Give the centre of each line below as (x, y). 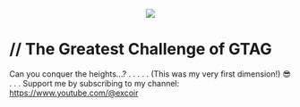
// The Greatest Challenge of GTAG (141, 49)
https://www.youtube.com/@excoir (74, 93)
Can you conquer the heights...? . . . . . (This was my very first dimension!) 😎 (150, 74)
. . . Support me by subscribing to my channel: (94, 83)
